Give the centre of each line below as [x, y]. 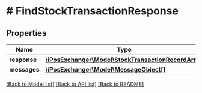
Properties [26, 33]
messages [24, 69]
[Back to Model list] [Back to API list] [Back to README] [75, 84]
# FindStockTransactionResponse [93, 11]
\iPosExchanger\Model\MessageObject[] [105, 69]
